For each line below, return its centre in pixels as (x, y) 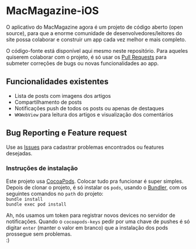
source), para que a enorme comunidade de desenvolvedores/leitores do (94, 33)
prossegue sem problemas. (39, 234)
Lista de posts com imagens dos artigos (63, 95)
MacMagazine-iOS (53, 11)
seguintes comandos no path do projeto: (55, 193)
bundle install (25, 199)
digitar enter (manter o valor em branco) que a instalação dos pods (87, 227)
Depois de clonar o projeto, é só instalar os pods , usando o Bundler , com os (97, 187)
